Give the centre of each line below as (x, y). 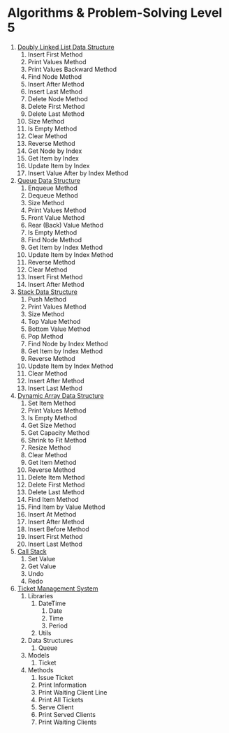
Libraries (40, 595)
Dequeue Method (53, 195)
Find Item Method (53, 499)
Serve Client (56, 707)
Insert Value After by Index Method (78, 173)
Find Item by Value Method (67, 507)
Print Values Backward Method (72, 69)
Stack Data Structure (47, 292)
